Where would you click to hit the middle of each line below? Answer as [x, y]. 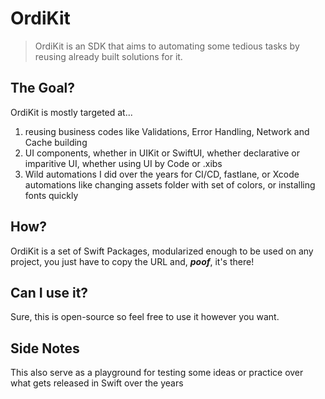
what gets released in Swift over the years [97, 383]
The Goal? [43, 88]
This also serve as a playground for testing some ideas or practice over [157, 373]
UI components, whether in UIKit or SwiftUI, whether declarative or [162, 153]
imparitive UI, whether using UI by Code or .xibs [123, 163]
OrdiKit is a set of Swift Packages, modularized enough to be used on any [162, 251]
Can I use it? [49, 292]
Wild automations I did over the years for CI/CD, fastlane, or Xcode [162, 174]
